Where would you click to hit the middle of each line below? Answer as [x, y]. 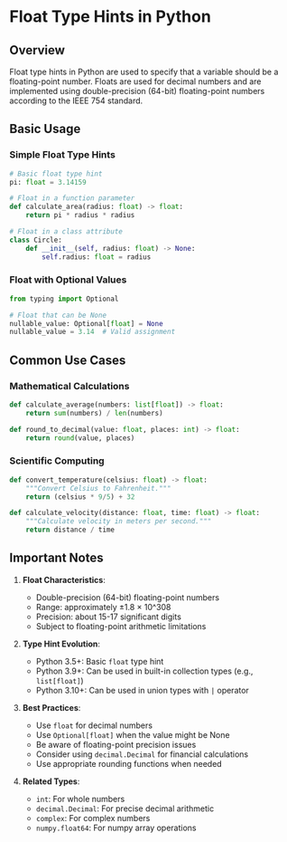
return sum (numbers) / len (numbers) [95, 413]
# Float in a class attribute [66, 232]
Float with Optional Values [68, 280]
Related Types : [51, 781]
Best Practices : [51, 707]
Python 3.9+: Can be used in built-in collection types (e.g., [144, 671]
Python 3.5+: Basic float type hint [100, 661]
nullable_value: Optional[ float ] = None [87, 323]
